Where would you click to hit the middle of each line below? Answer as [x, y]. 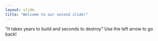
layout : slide [20, 10]
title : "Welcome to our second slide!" [47, 14]
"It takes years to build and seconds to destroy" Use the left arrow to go [79, 28]
